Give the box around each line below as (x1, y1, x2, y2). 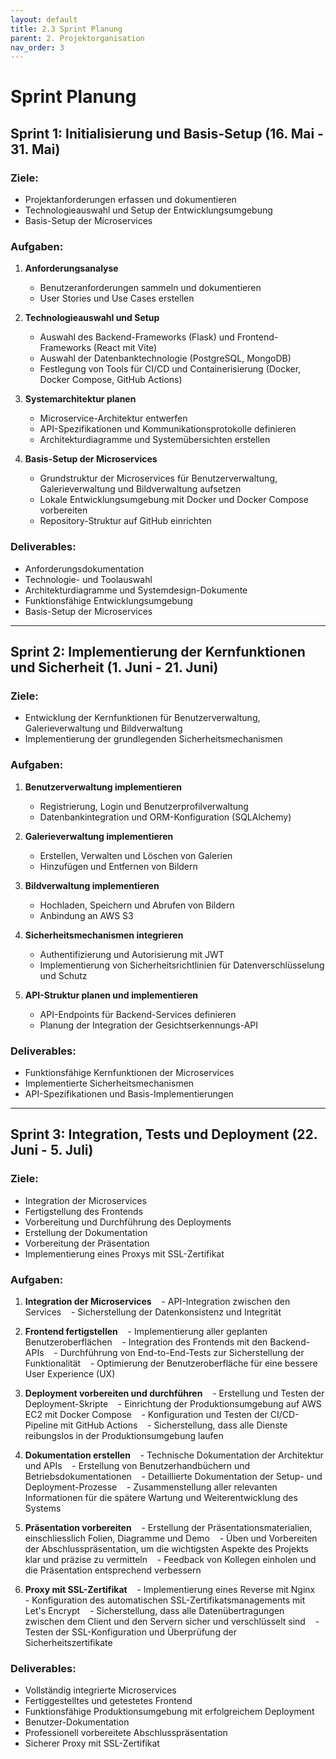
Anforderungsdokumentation (24, 562, 145, 575)
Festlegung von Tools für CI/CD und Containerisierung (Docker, (39, 363, 302, 375)
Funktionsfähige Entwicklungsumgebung (24, 594, 193, 606)
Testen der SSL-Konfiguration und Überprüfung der (24, 1626, 237, 1638)
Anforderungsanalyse (24, 262, 119, 275)
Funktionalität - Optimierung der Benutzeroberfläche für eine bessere (24, 1357, 318, 1369)
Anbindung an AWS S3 (39, 909, 134, 921)
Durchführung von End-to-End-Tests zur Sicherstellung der (59, 1346, 305, 1358)
